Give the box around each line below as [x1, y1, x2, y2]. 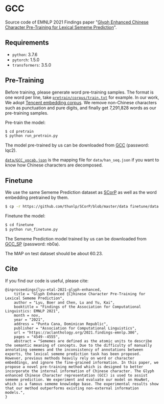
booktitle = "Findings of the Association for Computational [14, 304, 141, 309]
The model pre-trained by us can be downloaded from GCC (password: [5, 143, 149, 148]
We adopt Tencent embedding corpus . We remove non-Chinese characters [5, 99, 157, 105]
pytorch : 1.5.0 [12, 57, 40, 63]
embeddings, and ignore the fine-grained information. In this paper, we [5, 360, 159, 365]
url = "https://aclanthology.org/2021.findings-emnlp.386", [14, 330, 139, 335]
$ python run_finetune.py [5, 227, 58, 232]
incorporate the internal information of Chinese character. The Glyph [5, 368, 154, 374]
